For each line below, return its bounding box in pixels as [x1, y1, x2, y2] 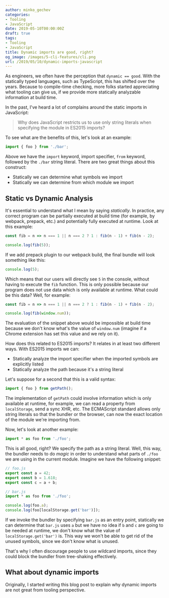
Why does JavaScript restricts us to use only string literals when [17, 119, 151, 125]
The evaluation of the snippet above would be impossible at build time [5, 320, 151, 326]
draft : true [5, 31, 30, 36]
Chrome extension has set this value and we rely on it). [5, 331, 120, 337]
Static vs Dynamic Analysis [5, 194, 93, 203]
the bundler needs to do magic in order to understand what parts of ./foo [5, 451, 158, 457]
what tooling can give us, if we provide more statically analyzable [5, 89, 141, 95]
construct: [5, 164, 27, 170]
